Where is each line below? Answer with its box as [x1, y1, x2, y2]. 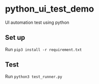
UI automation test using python [5, 19, 70, 25]
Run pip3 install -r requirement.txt [5, 46, 82, 52]
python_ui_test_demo [5, 3, 94, 15]
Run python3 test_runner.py [5, 73, 62, 79]
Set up [5, 34, 25, 42]
